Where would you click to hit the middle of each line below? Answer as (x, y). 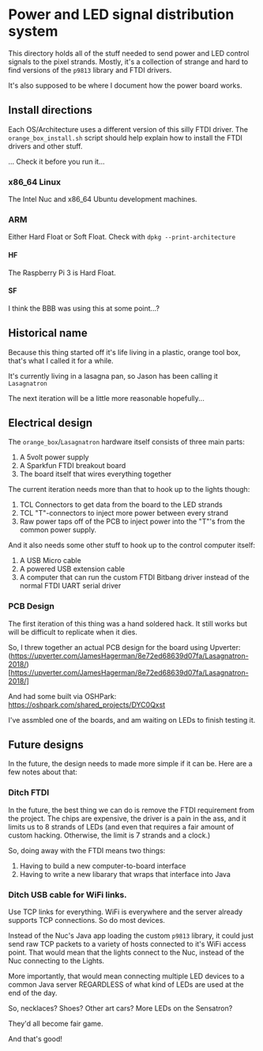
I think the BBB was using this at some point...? (84, 308)
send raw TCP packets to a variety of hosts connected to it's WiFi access (127, 944)
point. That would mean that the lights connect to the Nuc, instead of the (126, 953)
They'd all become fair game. (56, 1024)
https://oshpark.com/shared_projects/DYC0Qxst (87, 705)
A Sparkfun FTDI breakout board (73, 466)
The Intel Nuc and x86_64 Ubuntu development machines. (103, 199)
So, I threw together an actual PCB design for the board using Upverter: (124, 647)
